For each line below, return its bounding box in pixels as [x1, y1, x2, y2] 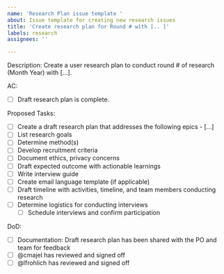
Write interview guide [17, 169, 79, 178]
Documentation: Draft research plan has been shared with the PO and [17, 235, 217, 243]
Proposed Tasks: [7, 109, 56, 118]
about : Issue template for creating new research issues [7, 17, 176, 24]
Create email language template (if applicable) [17, 178, 150, 186]
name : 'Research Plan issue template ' [7, 10, 123, 17]
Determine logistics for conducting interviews [17, 200, 148, 209]
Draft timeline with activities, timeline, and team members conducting [17, 185, 216, 194]
